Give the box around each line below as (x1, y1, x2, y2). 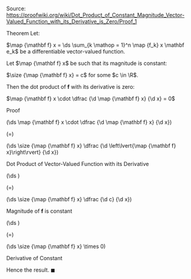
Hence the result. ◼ (6, 266, 56, 274)
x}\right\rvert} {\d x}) (6, 148, 59, 156)
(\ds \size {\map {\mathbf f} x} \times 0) (6, 243, 106, 250)
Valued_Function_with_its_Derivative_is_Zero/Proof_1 (6, 18, 138, 26)
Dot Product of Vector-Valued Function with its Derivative (6, 160, 149, 168)
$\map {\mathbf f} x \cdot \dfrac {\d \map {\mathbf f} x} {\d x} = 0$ (6, 95, 176, 102)
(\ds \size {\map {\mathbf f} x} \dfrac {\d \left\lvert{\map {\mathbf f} (6, 142, 176, 150)
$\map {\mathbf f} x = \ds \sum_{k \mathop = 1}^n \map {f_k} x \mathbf (6, 41, 185, 49)
